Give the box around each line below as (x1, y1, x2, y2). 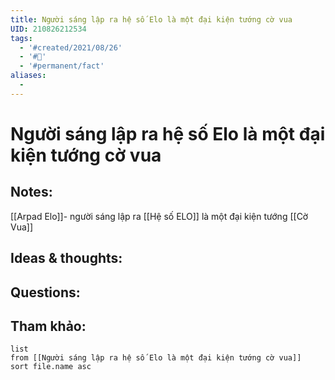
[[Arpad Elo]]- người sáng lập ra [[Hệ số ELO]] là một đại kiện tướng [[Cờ (10, 210, 309, 222)
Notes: (10, 184, 53, 201)
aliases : (10, 71, 47, 81)
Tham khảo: (10, 317, 87, 335)
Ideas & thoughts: (10, 250, 123, 267)
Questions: (10, 284, 81, 301)
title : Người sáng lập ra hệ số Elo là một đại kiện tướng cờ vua (10, 14, 293, 25)
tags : (10, 33, 33, 43)
